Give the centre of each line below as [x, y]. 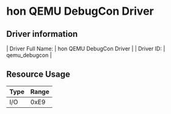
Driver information [42, 34]
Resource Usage [38, 74]
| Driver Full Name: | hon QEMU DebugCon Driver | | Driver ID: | [86, 48]
